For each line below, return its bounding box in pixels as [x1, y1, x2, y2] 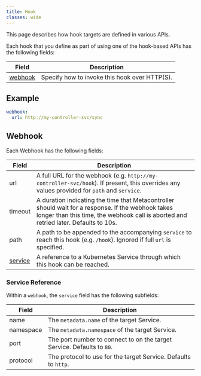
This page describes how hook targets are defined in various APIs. [6, 30, 170, 38]
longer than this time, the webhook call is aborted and [36, 210, 187, 219]
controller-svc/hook [36, 180, 95, 187]
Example [6, 93, 39, 103]
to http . [47, 360, 69, 368]
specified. [36, 243, 65, 251]
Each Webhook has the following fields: [6, 147, 103, 154]
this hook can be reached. [36, 260, 109, 268]
